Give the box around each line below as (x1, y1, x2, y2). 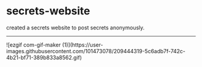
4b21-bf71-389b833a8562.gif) (6, 54, 82, 61)
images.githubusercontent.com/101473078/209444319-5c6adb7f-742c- (6, 47, 186, 54)
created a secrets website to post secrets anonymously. (6, 24, 145, 31)
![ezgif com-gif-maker (6, 41, 61, 48)
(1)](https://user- (62, 41, 103, 48)
